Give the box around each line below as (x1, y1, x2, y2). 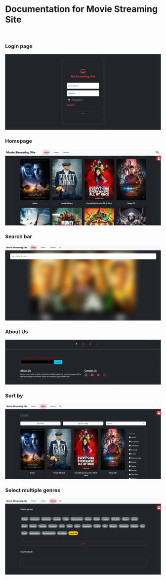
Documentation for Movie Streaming (5, 3, 158, 15)
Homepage (5, 137, 32, 144)
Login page (5, 43, 33, 49)
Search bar (5, 233, 32, 240)
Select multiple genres (5, 487, 61, 493)
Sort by (5, 392, 23, 399)
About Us (5, 328, 28, 335)
